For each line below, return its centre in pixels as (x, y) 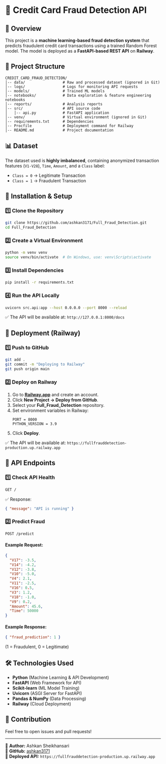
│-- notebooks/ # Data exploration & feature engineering (78, 95)
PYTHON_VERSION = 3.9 (34, 424)
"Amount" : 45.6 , (26, 606)
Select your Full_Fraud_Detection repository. (58, 405)
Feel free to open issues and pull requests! (48, 731)
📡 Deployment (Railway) (43, 333)
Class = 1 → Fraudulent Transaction (49, 180)
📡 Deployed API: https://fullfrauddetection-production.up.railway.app (80, 756)
